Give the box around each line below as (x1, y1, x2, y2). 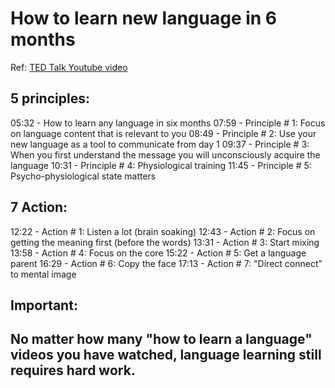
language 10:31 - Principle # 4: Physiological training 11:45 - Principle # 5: (10, 159, 312, 171)
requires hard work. (10, 362, 136, 379)
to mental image (10, 268, 77, 280)
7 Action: (10, 199, 68, 216)
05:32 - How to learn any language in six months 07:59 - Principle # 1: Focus (10, 117, 326, 129)
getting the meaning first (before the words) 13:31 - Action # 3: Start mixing (10, 236, 320, 248)
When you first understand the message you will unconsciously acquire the (10, 148, 321, 161)
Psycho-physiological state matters (10, 170, 157, 182)
